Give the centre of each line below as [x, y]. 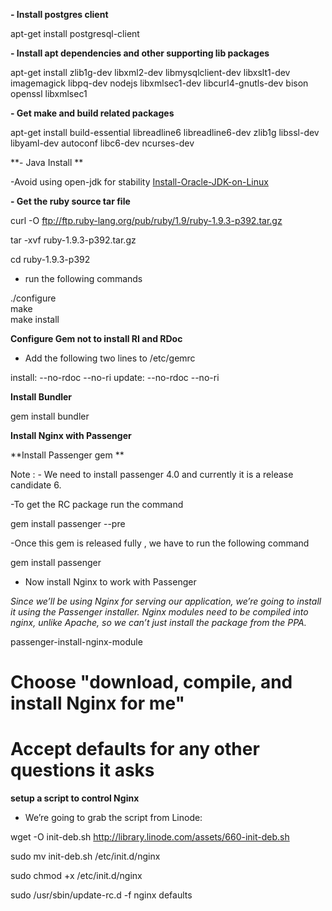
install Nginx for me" [97, 703]
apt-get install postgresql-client [75, 33]
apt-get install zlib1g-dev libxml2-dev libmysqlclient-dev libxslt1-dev [150, 72]
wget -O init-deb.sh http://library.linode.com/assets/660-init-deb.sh [150, 837]
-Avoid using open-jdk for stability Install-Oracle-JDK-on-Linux [139, 182]
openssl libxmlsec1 [49, 93]
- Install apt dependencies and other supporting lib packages [140, 53]
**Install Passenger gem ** [67, 455]
